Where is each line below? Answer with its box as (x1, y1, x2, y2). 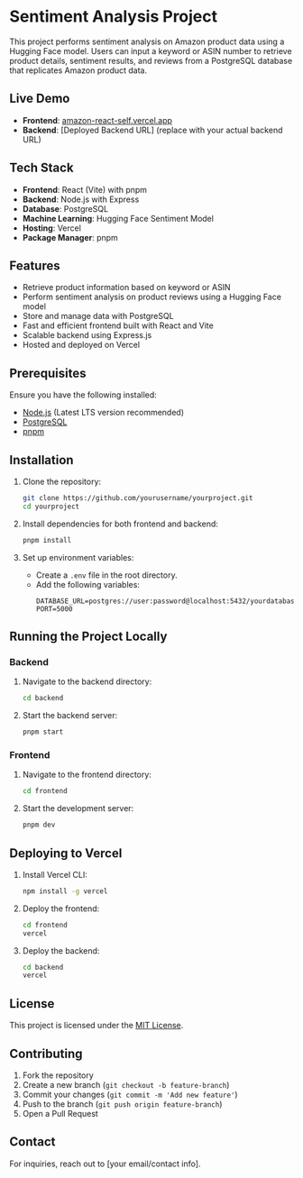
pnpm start (22, 727, 64, 736)
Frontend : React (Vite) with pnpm (22, 184, 147, 195)
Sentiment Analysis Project (9, 6, 218, 27)
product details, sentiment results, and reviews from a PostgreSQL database (9, 55, 293, 66)
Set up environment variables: (22, 552, 134, 562)
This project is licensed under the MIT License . (9, 1020, 184, 1031)
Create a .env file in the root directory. (35, 570, 178, 580)
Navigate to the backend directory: (22, 676, 152, 687)
